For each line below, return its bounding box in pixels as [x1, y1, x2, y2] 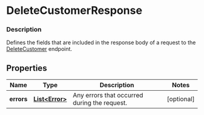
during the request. [72, 99, 127, 107]
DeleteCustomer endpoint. [6, 45, 73, 53]
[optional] [166, 95, 195, 103]
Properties [6, 63, 47, 73]
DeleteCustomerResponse [6, 4, 143, 18]
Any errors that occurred [72, 91, 144, 100]
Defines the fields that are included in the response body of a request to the [6, 39, 196, 46]
